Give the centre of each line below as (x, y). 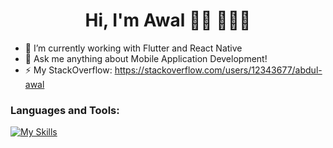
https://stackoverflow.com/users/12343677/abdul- (218, 70)
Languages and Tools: (65, 110)
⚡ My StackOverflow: (68, 70)
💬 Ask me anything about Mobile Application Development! (146, 58)
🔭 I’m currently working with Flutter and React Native (133, 48)
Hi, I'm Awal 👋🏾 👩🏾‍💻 (168, 20)
